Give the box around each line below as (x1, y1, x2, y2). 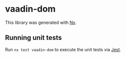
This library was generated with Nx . (5, 19, 77, 25)
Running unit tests (5, 34, 62, 42)
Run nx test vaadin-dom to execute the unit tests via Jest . (5, 46, 121, 52)
